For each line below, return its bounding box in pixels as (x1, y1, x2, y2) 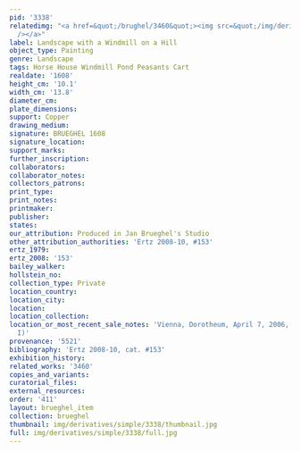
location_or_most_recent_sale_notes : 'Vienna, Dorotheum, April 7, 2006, (9, 321, 290, 330)
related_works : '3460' (9, 362, 94, 371)
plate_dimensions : (9, 104, 78, 113)
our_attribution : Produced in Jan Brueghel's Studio (9, 229, 210, 238)
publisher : (9, 212, 50, 221)
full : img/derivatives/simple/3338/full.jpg (9, 428, 178, 438)
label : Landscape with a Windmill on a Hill (9, 38, 178, 47)
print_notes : (9, 196, 58, 205)
